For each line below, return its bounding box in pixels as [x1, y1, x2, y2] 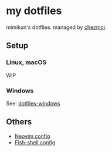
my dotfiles [6, 4, 62, 18]
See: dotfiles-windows [6, 100, 60, 107]
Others [6, 117, 32, 127]
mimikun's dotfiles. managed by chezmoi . [6, 24, 107, 31]
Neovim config [14, 133, 50, 140]
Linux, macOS [6, 58, 47, 67]
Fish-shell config [14, 138, 56, 146]
